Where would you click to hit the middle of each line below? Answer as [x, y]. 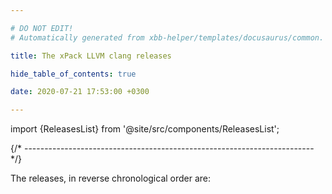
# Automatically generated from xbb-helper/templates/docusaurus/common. [167, 37]
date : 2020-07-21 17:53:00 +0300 [80, 92]
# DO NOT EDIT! [42, 28]
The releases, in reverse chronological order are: [111, 178]
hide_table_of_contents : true [73, 74]
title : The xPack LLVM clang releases [91, 56]
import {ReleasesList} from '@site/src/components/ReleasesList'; [145, 129]
